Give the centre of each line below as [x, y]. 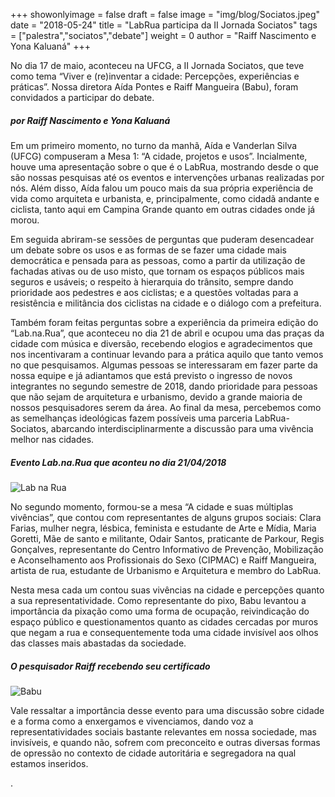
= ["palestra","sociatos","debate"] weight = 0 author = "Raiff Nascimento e [163, 35]
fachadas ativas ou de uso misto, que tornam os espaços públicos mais [157, 271]
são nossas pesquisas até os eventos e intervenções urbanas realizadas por [167, 177]
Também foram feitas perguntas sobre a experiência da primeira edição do [164, 322]
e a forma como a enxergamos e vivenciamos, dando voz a [132, 721]
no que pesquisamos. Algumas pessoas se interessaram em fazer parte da [164, 365]
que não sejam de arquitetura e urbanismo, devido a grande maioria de [156, 396]
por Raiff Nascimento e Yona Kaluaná [90, 120]
